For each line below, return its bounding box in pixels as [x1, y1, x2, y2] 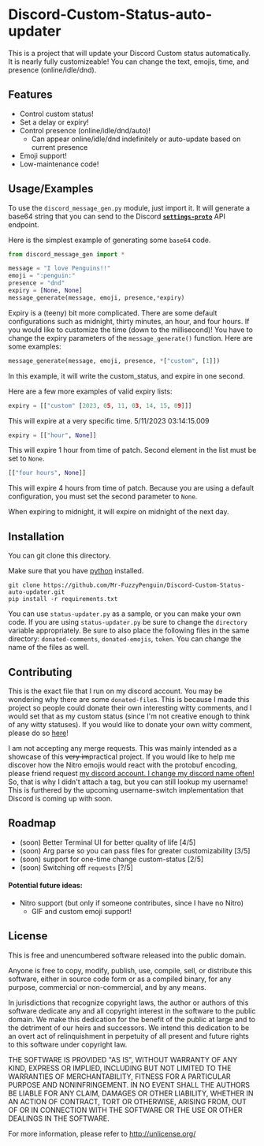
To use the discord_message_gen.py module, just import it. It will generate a [8, 203, 251, 212]
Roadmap [8, 816, 57, 830]
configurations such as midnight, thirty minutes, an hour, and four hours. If [8, 316, 250, 326]
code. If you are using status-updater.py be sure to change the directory [8, 618, 248, 627]
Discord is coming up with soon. [8, 793, 113, 803]
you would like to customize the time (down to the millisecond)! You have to [8, 325, 254, 334]
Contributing [8, 665, 73, 679]
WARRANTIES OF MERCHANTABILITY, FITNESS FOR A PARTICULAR [8, 1071, 231, 1081]
